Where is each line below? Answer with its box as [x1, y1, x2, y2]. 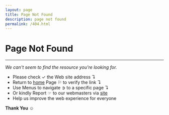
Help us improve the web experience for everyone [12, 95, 117, 101]
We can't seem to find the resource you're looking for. [5, 64, 117, 70]
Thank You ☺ [5, 105, 34, 111]
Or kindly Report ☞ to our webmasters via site [12, 90, 108, 96]
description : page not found [5, 17, 66, 22]
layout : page [5, 7, 33, 13]
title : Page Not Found [5, 12, 53, 17]
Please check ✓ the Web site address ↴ [12, 74, 96, 80]
